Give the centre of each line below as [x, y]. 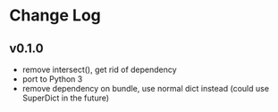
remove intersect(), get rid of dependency [99, 69]
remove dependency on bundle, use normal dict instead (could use [146, 88]
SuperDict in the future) [66, 98]
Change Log [55, 16]
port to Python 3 [52, 79]
